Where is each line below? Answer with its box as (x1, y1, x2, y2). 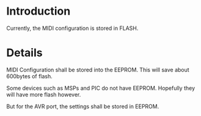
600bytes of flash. (6, 72, 53, 80)
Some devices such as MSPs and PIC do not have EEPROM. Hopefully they (6, 84, 196, 92)
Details (6, 46, 43, 60)
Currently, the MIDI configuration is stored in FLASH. (6, 24, 139, 32)
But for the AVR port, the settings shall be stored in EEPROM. (6, 103, 159, 110)
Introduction (6, 4, 71, 18)
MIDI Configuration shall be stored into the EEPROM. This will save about (6, 66, 189, 73)
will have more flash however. (6, 90, 81, 98)
